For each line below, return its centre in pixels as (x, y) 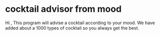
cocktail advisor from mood (64, 9)
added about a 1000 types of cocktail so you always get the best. (72, 28)
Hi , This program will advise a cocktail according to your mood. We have (80, 23)
